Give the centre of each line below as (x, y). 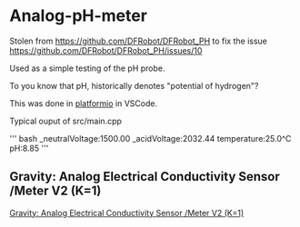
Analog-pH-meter (79, 16)
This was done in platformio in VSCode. (83, 103)
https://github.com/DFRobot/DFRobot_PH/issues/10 (106, 50)
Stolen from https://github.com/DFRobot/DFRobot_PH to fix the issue (139, 41)
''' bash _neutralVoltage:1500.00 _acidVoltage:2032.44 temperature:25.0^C (150, 138)
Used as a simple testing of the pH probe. (87, 68)
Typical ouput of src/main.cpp (66, 121)
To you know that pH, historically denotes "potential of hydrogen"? (134, 85)
